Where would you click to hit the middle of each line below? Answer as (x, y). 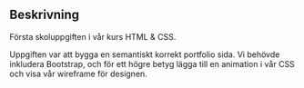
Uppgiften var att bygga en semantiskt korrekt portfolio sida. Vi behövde (145, 54)
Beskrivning (45, 15)
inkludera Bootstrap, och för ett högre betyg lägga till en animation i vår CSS (152, 64)
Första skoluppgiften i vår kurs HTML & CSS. (93, 36)
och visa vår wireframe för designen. (78, 73)
